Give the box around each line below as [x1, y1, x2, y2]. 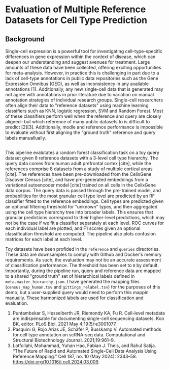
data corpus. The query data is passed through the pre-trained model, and [5, 188, 161, 194]
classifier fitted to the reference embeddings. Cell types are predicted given [5, 198, 164, 204]
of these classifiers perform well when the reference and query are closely [5, 113, 161, 119]
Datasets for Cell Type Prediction [5, 14, 148, 26]
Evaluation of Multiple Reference [5, 4, 146, 15]
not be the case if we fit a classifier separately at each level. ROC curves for [5, 220, 164, 226]
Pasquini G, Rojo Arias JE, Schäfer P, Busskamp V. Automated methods [12, 326, 161, 332]
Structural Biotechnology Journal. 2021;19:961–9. [12, 337, 115, 343]
